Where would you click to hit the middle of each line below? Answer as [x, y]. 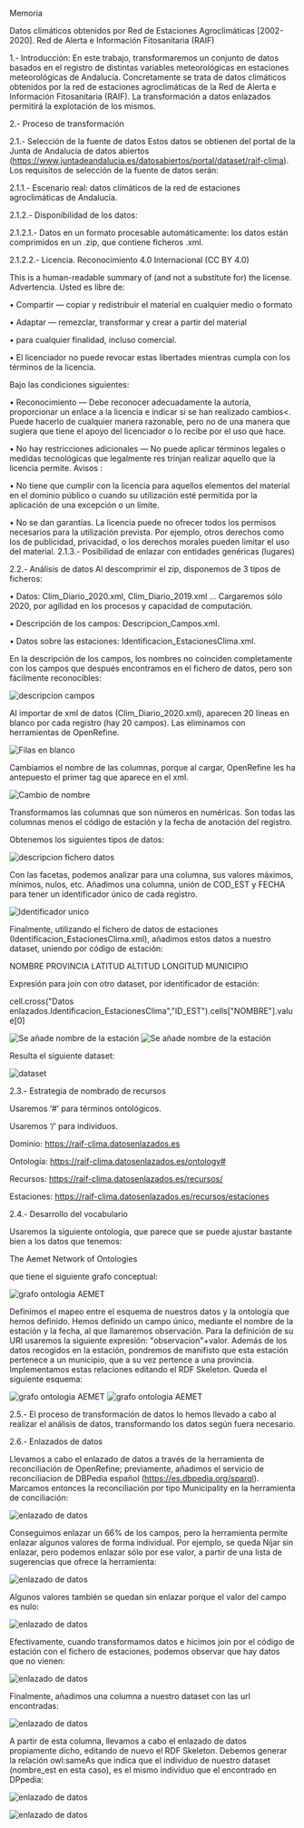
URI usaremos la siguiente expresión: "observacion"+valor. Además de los [148, 1341]
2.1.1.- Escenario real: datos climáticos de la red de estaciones [125, 188]
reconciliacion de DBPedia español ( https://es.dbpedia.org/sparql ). [134, 1478]
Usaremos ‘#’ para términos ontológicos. [85, 1108]
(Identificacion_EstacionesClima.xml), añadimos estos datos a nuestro [140, 939]
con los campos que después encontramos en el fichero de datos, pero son [151, 668]
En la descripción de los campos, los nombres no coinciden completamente [151, 658]
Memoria [26, 13]
